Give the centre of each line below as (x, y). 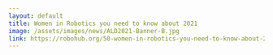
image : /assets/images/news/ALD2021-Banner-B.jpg (94, 31)
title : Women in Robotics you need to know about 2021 (103, 23)
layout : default (36, 16)
